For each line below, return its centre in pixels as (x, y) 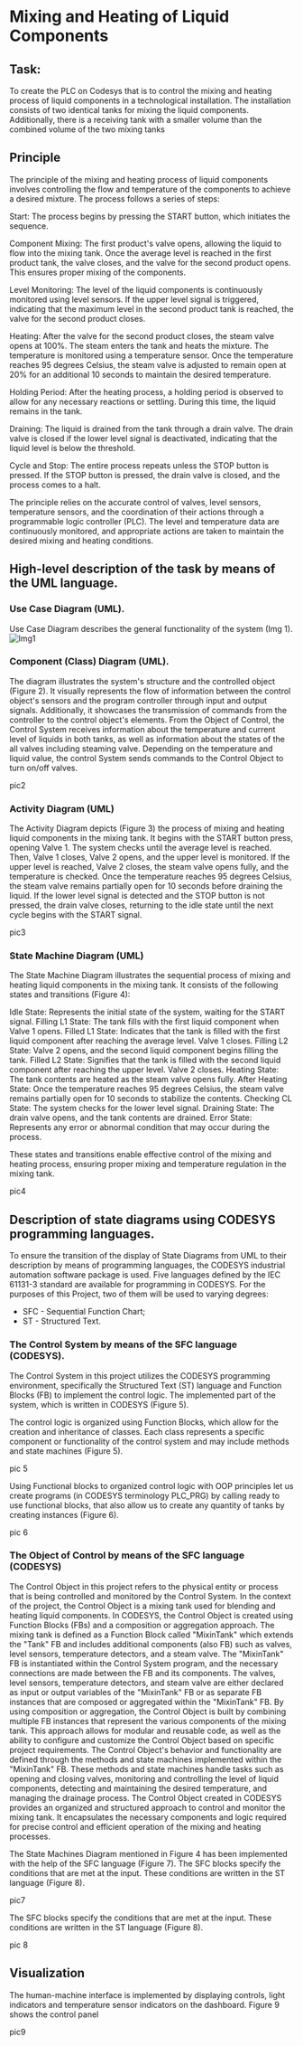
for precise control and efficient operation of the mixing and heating (135, 1826)
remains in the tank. (46, 411)
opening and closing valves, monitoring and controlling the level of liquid (144, 1778)
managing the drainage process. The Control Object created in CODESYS (146, 1797)
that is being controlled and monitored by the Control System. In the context (150, 1596)
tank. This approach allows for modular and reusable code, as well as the (145, 1730)
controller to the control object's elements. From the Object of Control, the (147, 720)
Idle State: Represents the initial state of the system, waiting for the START (147, 1012)
